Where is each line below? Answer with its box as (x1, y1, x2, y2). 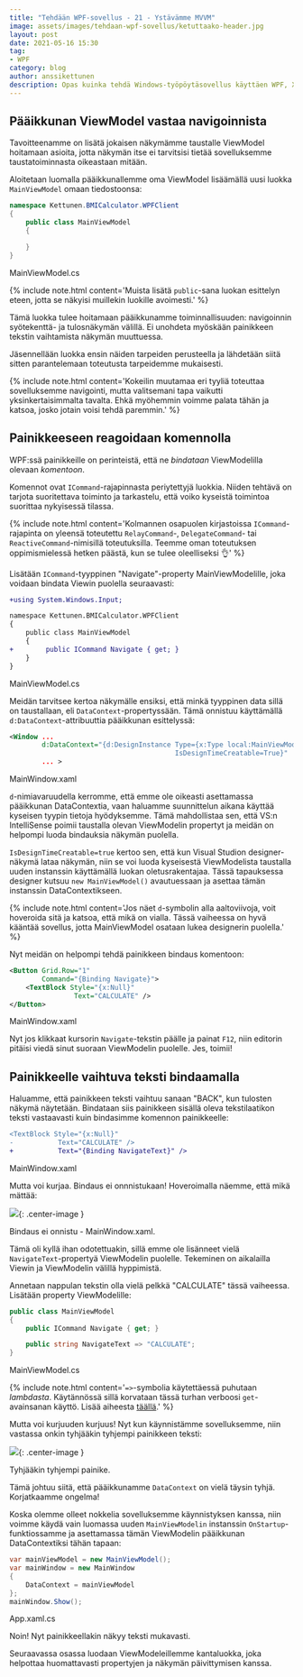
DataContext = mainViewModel (25, 1580, 135, 1590)
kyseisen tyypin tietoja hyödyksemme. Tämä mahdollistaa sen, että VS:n (9, 811, 278, 820)
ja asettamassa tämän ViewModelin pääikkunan (69, 1528, 245, 1539)
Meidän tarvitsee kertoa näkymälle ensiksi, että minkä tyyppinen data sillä (9, 695, 283, 706)
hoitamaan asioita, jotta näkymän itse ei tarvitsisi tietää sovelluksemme (9, 147, 272, 158)
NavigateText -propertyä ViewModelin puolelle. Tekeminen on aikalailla (9, 1252, 271, 1263)
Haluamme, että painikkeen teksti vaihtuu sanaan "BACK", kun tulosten (9, 1093, 272, 1104)
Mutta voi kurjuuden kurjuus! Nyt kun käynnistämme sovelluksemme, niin (9, 1419, 281, 1430)
